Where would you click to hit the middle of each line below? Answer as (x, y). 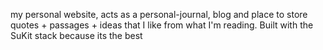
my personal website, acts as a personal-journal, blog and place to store (159, 14)
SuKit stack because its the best (76, 35)
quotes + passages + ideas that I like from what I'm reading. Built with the (162, 25)
